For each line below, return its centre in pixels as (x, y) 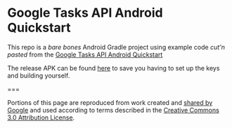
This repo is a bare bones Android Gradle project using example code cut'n (116, 47)
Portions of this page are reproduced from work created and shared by (110, 102)
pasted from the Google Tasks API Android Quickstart (85, 55)
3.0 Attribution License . (41, 118)
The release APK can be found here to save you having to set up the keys (114, 68)
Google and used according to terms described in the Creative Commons (113, 110)
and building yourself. (39, 76)
